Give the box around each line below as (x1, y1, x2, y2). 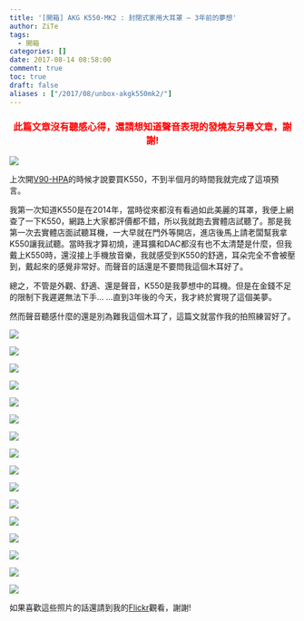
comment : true (9, 64, 64, 73)
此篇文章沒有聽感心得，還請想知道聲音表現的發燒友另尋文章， (13, 121, 283, 133)
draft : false (9, 81, 59, 90)
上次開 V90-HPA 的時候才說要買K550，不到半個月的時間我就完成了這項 (9, 173, 271, 184)
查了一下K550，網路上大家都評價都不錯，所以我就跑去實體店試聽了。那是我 (9, 215, 292, 227)
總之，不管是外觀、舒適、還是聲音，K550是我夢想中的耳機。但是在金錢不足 (9, 280, 292, 291)
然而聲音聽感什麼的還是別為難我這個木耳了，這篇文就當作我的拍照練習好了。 (9, 310, 296, 322)
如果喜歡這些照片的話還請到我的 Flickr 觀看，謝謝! (9, 602, 192, 613)
